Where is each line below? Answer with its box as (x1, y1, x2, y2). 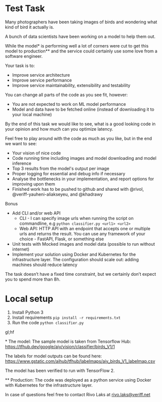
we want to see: (5, 140, 37, 146)
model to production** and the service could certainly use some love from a (5, 48, 158, 54)
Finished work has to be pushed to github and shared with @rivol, (12, 186, 144, 192)
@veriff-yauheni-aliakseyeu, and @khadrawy (12, 191, 103, 197)
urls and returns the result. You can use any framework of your (19, 231, 145, 236)
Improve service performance (12, 77, 72, 83)
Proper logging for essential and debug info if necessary (12, 170, 126, 176)
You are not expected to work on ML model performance (12, 101, 126, 107)
